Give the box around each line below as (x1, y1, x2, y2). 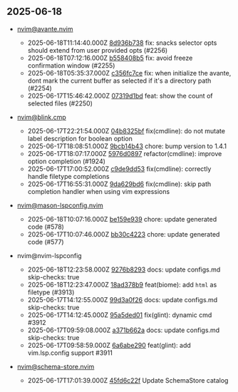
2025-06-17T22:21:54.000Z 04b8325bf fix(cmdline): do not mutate (27, 126, 226, 135)
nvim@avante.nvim (16, 24, 73, 33)
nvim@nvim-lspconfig (16, 251, 83, 259)
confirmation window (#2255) (27, 61, 115, 70)
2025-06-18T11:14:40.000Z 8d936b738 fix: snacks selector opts (27, 38, 217, 47)
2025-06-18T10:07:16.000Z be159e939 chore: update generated (27, 215, 217, 223)
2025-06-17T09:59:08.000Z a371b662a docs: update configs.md (27, 326, 220, 334)
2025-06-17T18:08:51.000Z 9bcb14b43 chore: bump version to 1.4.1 (27, 142, 227, 150)
